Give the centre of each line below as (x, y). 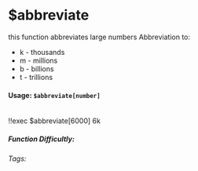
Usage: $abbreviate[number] (54, 95)
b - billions (37, 68)
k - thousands (42, 52)
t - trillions (36, 77)
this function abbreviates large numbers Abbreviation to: (99, 37)
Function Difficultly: (41, 139)
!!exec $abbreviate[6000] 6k (54, 121)
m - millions (38, 60)
